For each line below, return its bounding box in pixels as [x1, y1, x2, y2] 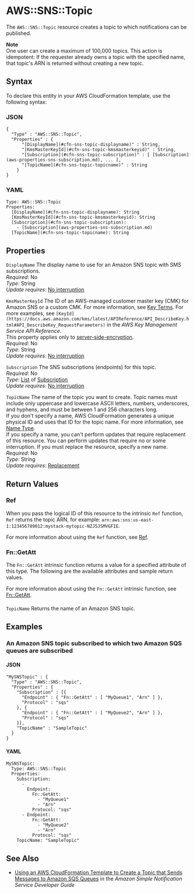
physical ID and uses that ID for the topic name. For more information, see [6, 418, 184, 425]
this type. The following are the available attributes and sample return [6, 568, 173, 575]
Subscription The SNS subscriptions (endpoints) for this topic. [6, 364, 156, 371]
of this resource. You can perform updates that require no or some [6, 437, 166, 444]
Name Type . [6, 425, 36, 432]
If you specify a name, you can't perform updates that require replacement [6, 431, 186, 438]
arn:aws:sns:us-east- [101, 517, 154, 523]
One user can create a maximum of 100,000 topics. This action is [6, 47, 162, 54]
